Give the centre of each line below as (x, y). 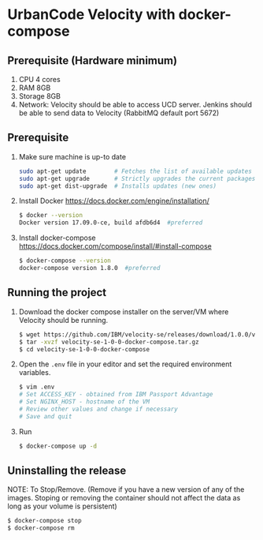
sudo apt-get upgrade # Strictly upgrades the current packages (137, 178)
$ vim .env (37, 387)
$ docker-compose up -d (58, 446)
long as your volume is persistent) (62, 506)
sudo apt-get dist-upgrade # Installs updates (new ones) (118, 186)
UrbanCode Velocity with (91, 15)
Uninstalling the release (67, 471)
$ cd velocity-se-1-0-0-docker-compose (84, 349)
